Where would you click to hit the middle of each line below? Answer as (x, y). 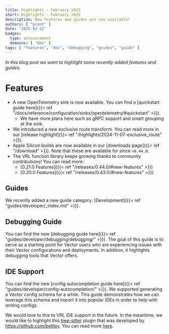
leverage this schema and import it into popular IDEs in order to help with (81, 300)
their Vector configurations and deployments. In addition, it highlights (77, 250)
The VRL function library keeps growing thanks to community (77, 156)
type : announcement (30, 39)
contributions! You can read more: (48, 161)
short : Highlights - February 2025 (43, 15)
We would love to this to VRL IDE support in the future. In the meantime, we (84, 315)
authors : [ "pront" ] (28, 24)
